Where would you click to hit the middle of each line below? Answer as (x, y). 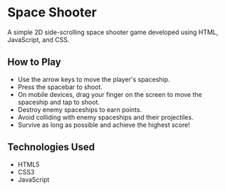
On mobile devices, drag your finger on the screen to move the (110, 94)
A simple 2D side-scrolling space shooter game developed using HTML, (113, 32)
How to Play (35, 62)
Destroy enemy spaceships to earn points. (80, 109)
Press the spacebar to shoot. (60, 87)
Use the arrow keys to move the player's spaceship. (94, 79)
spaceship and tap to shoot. (58, 102)
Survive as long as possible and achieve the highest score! (104, 125)
